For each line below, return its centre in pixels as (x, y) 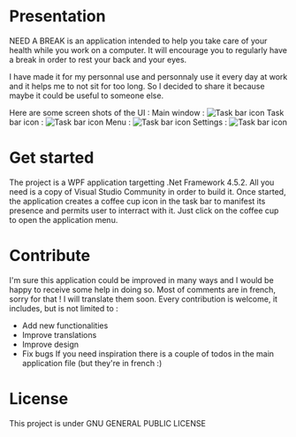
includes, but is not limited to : (64, 308)
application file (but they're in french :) (92, 363)
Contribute (50, 256)
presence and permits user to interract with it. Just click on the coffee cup (144, 211)
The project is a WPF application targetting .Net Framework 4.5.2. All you (142, 182)
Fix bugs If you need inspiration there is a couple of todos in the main (148, 353)
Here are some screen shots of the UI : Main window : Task (147, 112)
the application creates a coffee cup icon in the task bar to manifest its (137, 201)
